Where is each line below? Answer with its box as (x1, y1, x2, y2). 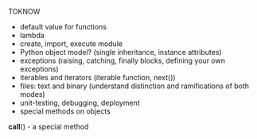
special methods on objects (19, 106, 111, 116)
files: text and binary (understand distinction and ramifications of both (19, 81, 249, 91)
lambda (19, 31, 45, 40)
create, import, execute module (19, 39, 123, 48)
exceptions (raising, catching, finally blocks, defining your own (19, 56, 225, 65)
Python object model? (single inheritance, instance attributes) (19, 48, 222, 56)
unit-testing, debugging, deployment (19, 98, 141, 107)
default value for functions (19, 22, 107, 31)
